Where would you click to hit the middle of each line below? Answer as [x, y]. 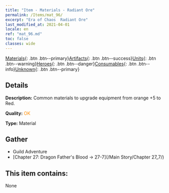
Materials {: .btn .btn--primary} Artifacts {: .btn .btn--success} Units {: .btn [81, 58]
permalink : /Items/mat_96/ [34, 15]
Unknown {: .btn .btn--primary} [47, 69]
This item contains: [37, 173]
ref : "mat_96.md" [24, 34]
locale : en [17, 29]
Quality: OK [18, 113]
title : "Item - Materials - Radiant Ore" [50, 10]
